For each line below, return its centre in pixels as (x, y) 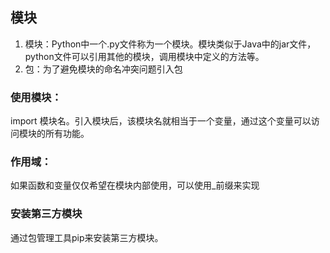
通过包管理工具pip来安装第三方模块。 (87, 237)
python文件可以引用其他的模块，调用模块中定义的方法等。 (144, 56)
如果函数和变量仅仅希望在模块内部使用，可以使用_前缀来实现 (135, 185)
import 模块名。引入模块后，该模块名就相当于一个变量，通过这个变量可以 (161, 121)
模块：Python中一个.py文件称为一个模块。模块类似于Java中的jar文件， (170, 44)
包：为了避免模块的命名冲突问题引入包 (103, 69)
